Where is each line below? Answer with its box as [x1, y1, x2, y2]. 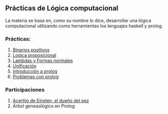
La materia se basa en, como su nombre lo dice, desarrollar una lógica [5, 17, 151, 23]
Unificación [12, 63, 37, 69]
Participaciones [5, 86, 45, 93]
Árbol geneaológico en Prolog [12, 103, 75, 109]
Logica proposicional [12, 52, 57, 59]
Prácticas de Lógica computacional [5, 4, 119, 13]
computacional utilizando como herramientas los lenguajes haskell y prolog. [5, 23, 163, 29]
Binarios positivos [12, 47, 50, 53]
